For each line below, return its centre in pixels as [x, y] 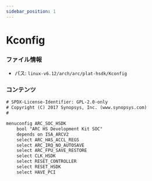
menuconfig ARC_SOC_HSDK [36, 124]
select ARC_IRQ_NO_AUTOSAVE [50, 145]
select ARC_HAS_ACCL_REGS [48, 140]
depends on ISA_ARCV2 [43, 134]
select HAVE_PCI [36, 172]
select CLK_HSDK [36, 156]
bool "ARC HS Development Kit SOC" [60, 129]
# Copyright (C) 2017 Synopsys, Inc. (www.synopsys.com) [77, 108]
